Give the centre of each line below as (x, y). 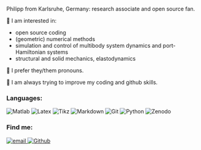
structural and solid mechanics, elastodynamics (75, 58)
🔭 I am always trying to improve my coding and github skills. (82, 82)
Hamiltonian (30, 52)
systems (58, 52)
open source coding (40, 32)
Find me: (20, 127)
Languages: (25, 98)
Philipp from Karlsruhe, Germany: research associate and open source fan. (101, 9)
